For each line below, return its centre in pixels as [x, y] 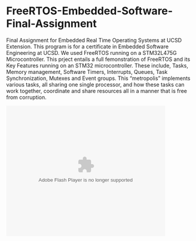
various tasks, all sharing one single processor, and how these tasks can [95, 84]
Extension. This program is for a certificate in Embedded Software [88, 47]
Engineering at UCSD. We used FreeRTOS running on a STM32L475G [92, 52]
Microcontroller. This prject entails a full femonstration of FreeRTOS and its [98, 59]
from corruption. [26, 97]
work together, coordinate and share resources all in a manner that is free [97, 91]
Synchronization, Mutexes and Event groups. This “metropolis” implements [98, 78]
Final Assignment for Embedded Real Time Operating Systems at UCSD [94, 40]
